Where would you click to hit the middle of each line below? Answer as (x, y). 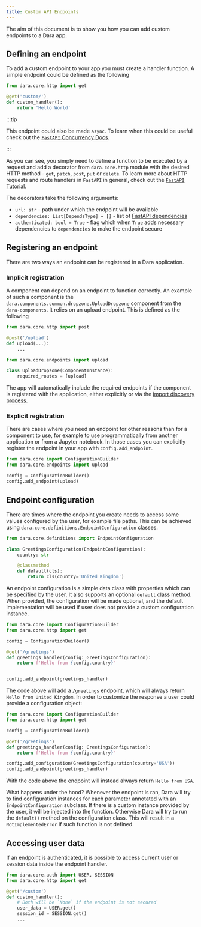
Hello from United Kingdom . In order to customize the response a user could (100, 697)
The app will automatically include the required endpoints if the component (99, 388)
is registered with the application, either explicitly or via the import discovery (100, 394)
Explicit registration (35, 416)
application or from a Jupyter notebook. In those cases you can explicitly (96, 442)
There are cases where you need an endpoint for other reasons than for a (97, 429)
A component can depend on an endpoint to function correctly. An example (99, 291)
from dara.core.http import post (48, 327)
